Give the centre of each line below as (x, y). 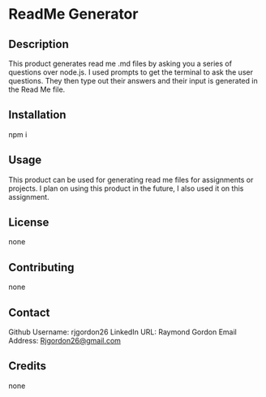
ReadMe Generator (73, 14)
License (29, 223)
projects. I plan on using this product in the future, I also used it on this (126, 188)
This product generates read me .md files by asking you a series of (120, 63)
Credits (28, 366)
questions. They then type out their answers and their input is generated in (133, 81)
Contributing (41, 268)
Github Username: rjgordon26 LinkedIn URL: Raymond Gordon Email (123, 332)
